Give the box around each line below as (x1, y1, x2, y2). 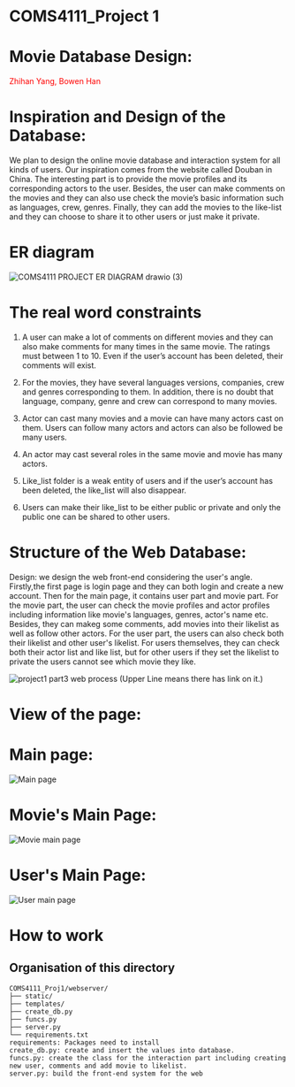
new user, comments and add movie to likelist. (9, 1061, 188, 1070)
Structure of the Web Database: (9, 542, 247, 563)
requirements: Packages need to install (9, 1037, 161, 1047)
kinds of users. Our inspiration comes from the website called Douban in (9, 165, 272, 175)
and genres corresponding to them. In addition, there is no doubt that (21, 387, 274, 397)
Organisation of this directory (9, 961, 175, 976)
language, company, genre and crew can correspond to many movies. (21, 395, 277, 406)
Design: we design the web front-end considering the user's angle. (9, 571, 253, 582)
